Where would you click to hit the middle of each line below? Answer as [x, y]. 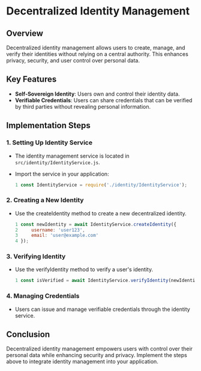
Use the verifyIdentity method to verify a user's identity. [84, 269]
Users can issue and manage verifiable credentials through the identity [102, 309]
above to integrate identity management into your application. [82, 361]
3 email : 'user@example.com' [57, 236]
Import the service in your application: [62, 174]
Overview [25, 33]
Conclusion [28, 335]
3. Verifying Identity [36, 257]
